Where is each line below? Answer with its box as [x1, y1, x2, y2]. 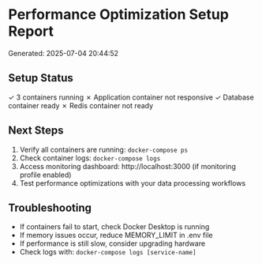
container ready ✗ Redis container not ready [8, 100, 154, 110]
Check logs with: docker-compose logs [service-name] [19, 247, 196, 257]
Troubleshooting [8, 201, 92, 214]
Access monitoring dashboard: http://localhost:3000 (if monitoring [19, 161, 237, 171]
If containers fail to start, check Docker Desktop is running [19, 222, 210, 232]
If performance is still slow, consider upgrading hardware [19, 239, 206, 248]
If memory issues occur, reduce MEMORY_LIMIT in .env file [19, 231, 213, 240]
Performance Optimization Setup [8, 6, 229, 24]
